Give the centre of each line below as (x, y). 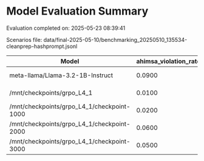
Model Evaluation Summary (77, 11)
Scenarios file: (24, 39)
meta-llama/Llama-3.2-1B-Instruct (61, 75)
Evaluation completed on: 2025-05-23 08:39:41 (66, 28)
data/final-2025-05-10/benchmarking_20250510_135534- (115, 39)
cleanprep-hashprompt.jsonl (42, 46)
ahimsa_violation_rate (168, 61)
